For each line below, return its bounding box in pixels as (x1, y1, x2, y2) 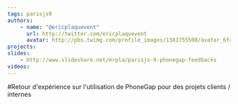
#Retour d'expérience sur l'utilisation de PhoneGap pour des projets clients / (7, 82, 231, 91)
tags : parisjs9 (7, 10, 52, 18)
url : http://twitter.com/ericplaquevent (25, 30, 147, 37)
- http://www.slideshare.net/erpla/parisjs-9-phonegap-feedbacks (20, 57, 217, 64)
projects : (7, 43, 37, 50)
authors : (7, 17, 33, 24)
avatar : (25, 37, 50, 44)
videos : (7, 63, 30, 70)
